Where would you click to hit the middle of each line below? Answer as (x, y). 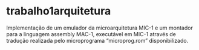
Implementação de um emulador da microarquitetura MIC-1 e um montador (100, 28)
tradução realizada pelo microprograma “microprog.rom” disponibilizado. (97, 40)
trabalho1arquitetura (59, 11)
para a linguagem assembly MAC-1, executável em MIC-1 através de (91, 34)
